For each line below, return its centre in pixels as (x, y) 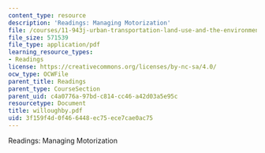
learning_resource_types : (50, 52)
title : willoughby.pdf (45, 111)
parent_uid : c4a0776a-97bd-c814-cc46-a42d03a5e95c (93, 96)
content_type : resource (47, 15)
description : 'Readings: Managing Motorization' (90, 23)
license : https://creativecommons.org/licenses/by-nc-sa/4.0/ (112, 67)
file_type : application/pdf (54, 45)
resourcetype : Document (47, 103)
